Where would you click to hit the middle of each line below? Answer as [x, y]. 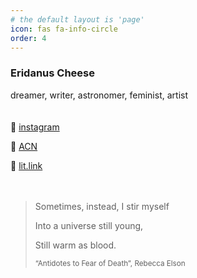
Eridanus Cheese [53, 73]
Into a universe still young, [89, 225]
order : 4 [28, 38]
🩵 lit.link [26, 165]
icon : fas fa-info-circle [64, 29]
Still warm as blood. [75, 245]
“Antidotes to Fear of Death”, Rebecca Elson [110, 263]
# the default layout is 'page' [77, 19]
